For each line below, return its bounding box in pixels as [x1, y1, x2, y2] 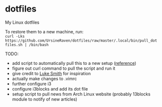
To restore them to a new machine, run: [5, 29, 84, 34]
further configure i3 [12, 81, 52, 87]
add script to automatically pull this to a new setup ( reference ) [12, 60, 137, 66]
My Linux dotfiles [5, 19, 40, 25]
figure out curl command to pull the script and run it [12, 65, 115, 71]
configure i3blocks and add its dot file [12, 86, 88, 92]
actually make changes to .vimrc [12, 76, 77, 81]
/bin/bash [29, 42, 49, 47]
